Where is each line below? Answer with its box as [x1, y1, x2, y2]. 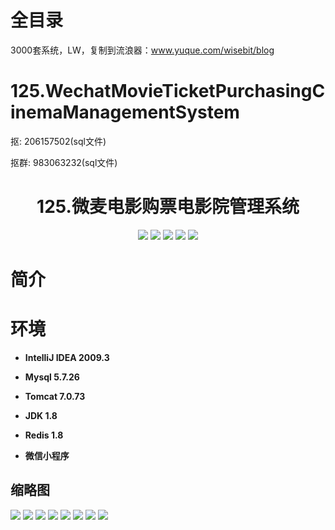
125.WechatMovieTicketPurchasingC [10, 80, 326, 103]
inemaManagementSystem [10, 101, 240, 124]
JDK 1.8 [24, 409, 58, 421]
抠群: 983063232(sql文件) [10, 156, 118, 168]
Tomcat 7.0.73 [24, 390, 86, 402]
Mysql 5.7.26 [24, 371, 80, 383]
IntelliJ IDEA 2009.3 [24, 351, 110, 363]
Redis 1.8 [24, 429, 64, 441]
